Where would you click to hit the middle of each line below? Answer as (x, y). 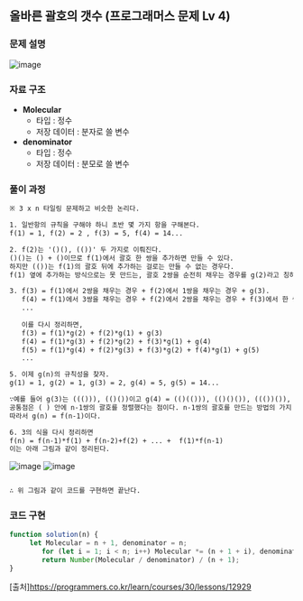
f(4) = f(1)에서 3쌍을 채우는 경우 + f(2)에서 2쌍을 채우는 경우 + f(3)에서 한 (155, 300)
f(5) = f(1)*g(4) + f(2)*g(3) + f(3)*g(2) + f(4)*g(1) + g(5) (140, 350)
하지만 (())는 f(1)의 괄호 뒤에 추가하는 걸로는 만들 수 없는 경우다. (122, 266)
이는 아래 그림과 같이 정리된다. (60, 449)
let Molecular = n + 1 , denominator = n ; (108, 543)
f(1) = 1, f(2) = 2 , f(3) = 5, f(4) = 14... (96, 234)
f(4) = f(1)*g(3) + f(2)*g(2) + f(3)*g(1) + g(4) (116, 341)
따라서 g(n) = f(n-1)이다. (55, 416)
